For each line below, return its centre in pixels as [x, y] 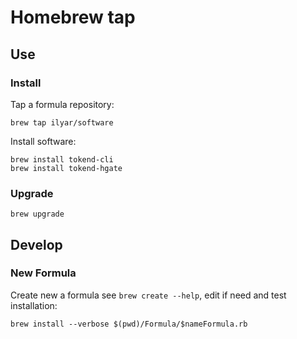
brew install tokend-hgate [66, 168]
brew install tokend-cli [62, 159]
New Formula [43, 273]
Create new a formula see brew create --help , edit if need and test [148, 295]
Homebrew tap [73, 17]
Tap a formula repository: [62, 104]
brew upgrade [37, 214]
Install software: [43, 141]
